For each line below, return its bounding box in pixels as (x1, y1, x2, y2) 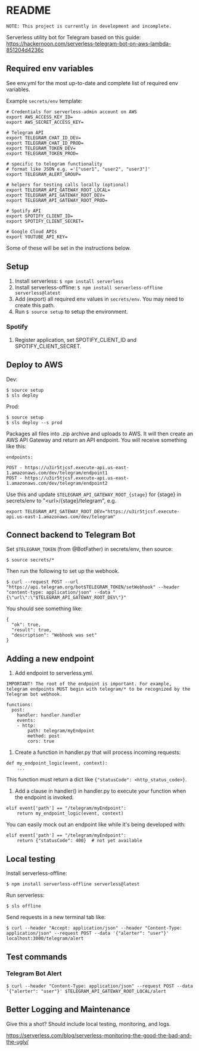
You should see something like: (6, 605, 83, 612)
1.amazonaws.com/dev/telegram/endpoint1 (6, 470, 108, 476)
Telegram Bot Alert (6, 969, 62, 978)
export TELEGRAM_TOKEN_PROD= (6, 150, 79, 157)
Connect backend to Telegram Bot (6, 530, 136, 540)
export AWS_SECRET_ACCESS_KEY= (6, 119, 84, 125)
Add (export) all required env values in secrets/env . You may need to (14, 295, 184, 302)
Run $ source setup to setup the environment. (14, 308, 128, 315)
